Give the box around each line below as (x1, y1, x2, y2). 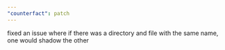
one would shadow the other (7, 36, 89, 45)
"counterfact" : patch (7, 10, 70, 17)
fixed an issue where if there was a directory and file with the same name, (7, 29, 219, 37)
